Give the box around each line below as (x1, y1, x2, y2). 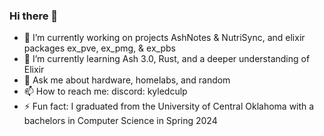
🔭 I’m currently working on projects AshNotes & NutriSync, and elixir (23, 32, 306, 44)
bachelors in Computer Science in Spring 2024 (23, 115, 218, 127)
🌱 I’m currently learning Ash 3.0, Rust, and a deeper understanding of (23, 53, 311, 65)
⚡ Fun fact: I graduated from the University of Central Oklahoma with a (23, 100, 315, 113)
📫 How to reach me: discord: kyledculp (23, 85, 188, 98)
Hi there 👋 (9, 9, 59, 23)
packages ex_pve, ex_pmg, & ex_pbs (23, 42, 176, 54)
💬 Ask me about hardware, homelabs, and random (23, 74, 231, 86)
